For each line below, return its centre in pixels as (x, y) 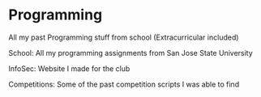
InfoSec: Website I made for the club (69, 68)
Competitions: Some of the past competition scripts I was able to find (124, 84)
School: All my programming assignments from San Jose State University (130, 53)
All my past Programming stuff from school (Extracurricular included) (124, 37)
